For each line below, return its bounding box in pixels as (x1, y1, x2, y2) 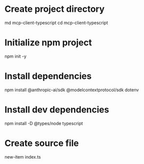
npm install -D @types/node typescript (4, 120, 83, 126)
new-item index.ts (4, 154, 41, 160)
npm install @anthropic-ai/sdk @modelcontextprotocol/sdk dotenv (4, 87, 139, 93)
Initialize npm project (4, 37, 92, 48)
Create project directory (4, 3, 105, 15)
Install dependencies (4, 70, 92, 82)
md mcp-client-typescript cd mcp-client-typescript (4, 20, 108, 26)
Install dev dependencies (4, 104, 109, 115)
